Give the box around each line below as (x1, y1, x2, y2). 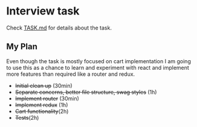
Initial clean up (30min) (15, 82, 73, 89)
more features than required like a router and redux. (6, 70, 135, 78)
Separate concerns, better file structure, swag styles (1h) (15, 88, 157, 96)
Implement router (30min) (15, 94, 80, 102)
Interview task (6, 4, 80, 18)
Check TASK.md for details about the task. (6, 24, 112, 31)
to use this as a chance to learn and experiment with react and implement (6, 64, 189, 71)
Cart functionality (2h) (15, 107, 69, 115)
